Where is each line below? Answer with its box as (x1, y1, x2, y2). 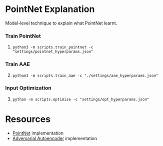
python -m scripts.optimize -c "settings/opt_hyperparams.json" (12, 96, 149, 102)
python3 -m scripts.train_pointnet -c (12, 45, 93, 50)
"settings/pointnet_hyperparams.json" (12, 49, 93, 54)
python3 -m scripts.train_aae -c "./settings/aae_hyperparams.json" (12, 73, 158, 78)
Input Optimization (5, 84, 51, 91)
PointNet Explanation (5, 3, 95, 15)
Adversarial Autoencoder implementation (12, 135, 97, 141)
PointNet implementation (12, 130, 64, 136)
